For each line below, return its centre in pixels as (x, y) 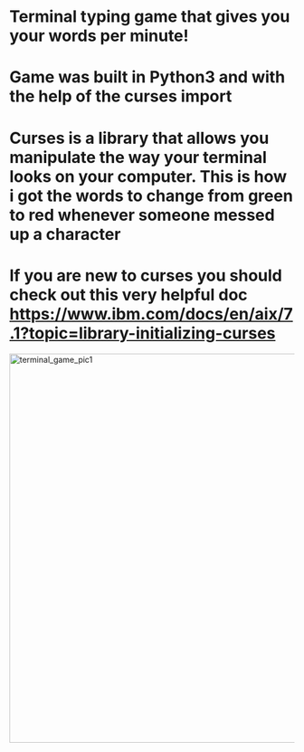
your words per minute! (99, 36)
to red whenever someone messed (142, 215)
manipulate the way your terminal (138, 157)
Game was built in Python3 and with (147, 77)
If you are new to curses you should (146, 276)
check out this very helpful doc (128, 295)
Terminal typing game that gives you (150, 17)
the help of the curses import (121, 96)
